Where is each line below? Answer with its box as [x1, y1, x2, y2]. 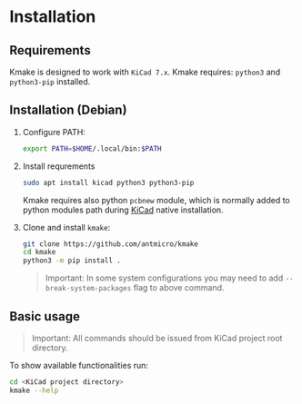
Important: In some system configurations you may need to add [45, 272, 284, 283]
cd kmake [22, 248, 56, 257]
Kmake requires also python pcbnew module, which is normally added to [22, 194, 291, 205]
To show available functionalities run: [9, 360, 148, 370]
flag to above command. [133, 282, 225, 293]
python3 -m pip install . [22, 256, 121, 265]
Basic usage [9, 309, 80, 324]
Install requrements [22, 161, 96, 172]
